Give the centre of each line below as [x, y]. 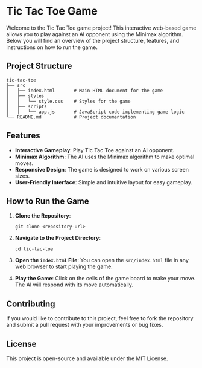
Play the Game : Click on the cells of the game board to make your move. [105, 279]
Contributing [31, 304]
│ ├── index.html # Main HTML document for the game [85, 91]
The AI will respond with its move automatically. [74, 285]
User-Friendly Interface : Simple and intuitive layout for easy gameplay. [104, 182]
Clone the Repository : [43, 216]
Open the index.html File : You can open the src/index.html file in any [102, 260]
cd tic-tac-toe [34, 249]
